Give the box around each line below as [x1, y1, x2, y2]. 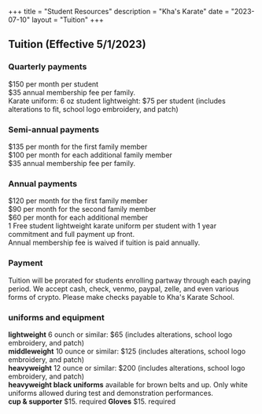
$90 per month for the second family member [8, 205, 157, 214]
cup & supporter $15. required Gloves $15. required [8, 397, 175, 406]
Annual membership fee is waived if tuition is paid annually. [8, 238, 201, 247]
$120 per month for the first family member [8, 196, 148, 205]
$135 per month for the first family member [8, 142, 148, 151]
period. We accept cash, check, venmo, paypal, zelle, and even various [8, 283, 239, 294]
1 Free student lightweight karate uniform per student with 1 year [8, 221, 217, 231]
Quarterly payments [8, 61, 87, 72]
